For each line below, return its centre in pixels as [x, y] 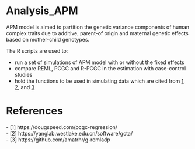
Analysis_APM [42, 11]
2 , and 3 [25, 87]
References [34, 111]
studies [23, 74]
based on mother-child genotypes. [48, 39]
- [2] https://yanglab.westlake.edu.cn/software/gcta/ [69, 133]
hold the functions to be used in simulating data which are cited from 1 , [100, 81]
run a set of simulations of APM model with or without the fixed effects [100, 62]
